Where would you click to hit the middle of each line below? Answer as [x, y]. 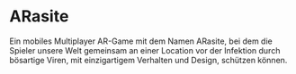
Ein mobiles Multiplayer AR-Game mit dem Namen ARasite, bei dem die [141, 41]
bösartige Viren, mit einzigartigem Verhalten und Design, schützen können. [148, 60]
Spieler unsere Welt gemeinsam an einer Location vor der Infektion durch [145, 50]
